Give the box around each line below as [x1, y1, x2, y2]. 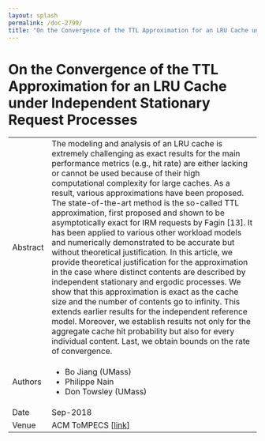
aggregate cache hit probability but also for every [50, 326, 235, 337]
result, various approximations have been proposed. [50, 187, 244, 198]
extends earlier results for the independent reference [50, 306, 248, 317]
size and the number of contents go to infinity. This [50, 296, 241, 307]
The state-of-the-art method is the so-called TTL [50, 198, 240, 209]
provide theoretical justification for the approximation [50, 257, 248, 268]
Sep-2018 [50, 407, 92, 418]
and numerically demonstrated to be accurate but [50, 237, 235, 248]
